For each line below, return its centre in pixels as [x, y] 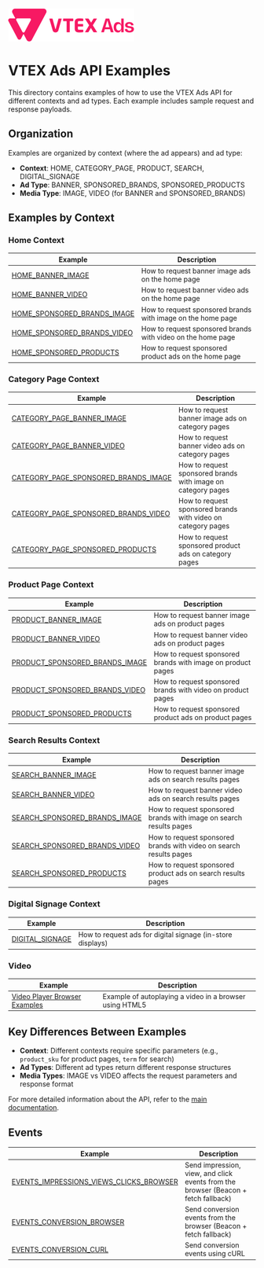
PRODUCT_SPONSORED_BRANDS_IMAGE [79, 662]
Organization [40, 134]
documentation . [34, 1108]
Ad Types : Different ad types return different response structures [125, 1068]
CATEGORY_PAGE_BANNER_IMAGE [69, 418]
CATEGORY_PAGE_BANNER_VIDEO [68, 446]
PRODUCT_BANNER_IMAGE [57, 619]
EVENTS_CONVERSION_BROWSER [68, 1222]
